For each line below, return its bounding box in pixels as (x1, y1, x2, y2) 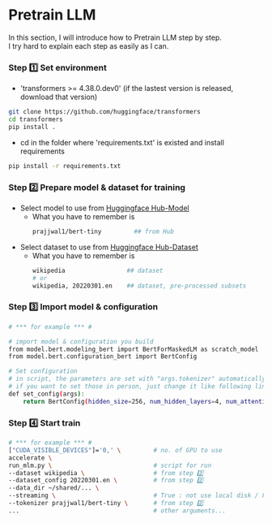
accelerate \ (8, 453, 53, 462)
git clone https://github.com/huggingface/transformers (8, 108, 201, 116)
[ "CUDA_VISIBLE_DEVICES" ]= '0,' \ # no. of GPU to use (8, 446, 223, 454)
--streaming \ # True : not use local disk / (8, 491, 259, 500)
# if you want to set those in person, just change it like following (8, 383, 252, 391)
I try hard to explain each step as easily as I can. (8, 41, 169, 50)
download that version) (19, 92, 98, 102)
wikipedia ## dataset (32, 266, 164, 274)
